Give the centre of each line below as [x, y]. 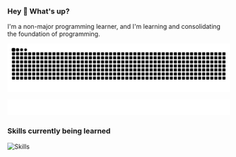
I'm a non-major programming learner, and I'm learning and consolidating [114, 27]
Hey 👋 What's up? [39, 11]
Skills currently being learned [59, 131]
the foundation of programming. [54, 34]
